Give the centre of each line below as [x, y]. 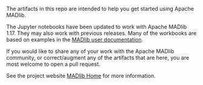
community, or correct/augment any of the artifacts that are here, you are [98, 58]
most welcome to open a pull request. [53, 64]
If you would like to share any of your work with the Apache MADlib [90, 51]
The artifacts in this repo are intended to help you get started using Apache [100, 9]
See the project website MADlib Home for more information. [81, 76]
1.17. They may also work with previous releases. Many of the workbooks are [101, 33]
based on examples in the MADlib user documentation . [75, 39]
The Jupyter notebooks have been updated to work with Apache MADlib [97, 27]
